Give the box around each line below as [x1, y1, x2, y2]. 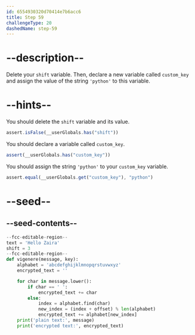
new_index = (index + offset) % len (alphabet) [38, 306, 156, 312]
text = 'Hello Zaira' [6, 240, 60, 246]
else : [27, 295, 42, 301]
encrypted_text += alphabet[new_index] [38, 312, 137, 318]
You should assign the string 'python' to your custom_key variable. [6, 163, 169, 170]
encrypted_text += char [38, 290, 97, 296]
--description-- [6, 51, 85, 65]
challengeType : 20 [6, 20, 52, 26]
